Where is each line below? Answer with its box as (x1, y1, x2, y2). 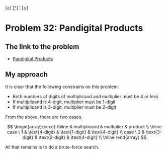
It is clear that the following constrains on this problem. (5, 84, 119, 90)
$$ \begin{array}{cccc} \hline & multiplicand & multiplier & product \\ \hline (7, 123, 162, 129)
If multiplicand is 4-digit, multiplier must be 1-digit (12, 99, 116, 105)
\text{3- (145, 129, 162, 135)
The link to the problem (5, 42, 79, 51)
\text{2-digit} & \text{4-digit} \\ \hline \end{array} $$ (38, 134, 147, 140)
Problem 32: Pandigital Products (5, 23, 143, 34)
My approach (5, 70, 48, 79)
